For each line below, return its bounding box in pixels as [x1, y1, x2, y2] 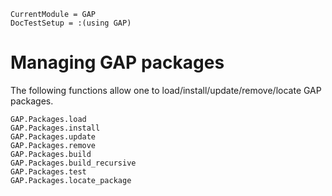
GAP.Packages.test [10, 166, 87, 177]
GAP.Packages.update [10, 131, 97, 142]
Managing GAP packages [10, 51, 225, 74]
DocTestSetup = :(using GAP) [10, 18, 132, 28]
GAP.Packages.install [10, 123, 101, 133]
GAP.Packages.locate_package [10, 175, 132, 185]
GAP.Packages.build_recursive [10, 158, 137, 168]
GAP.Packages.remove [10, 140, 97, 150]
